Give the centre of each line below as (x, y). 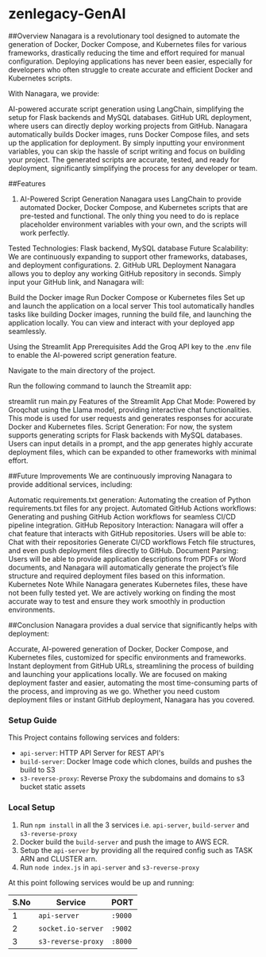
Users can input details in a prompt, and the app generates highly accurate (131, 443)
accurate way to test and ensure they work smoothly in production (117, 601)
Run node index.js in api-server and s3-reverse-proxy (110, 867)
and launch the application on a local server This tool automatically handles (131, 305)
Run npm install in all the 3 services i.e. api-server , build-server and (135, 825)
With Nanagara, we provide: (54, 93)
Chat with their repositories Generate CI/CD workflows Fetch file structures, (132, 542)
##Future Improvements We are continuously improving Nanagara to (120, 476)
